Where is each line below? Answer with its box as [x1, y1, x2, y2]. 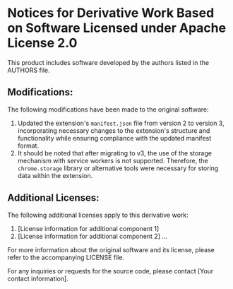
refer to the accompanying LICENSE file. [7, 253, 125, 261]
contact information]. [7, 274, 68, 283]
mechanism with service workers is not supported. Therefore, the [17, 156, 208, 165]
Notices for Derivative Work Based [7, 5, 215, 21]
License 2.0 [7, 35, 78, 51]
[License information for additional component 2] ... [17, 232, 168, 240]
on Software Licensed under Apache [7, 20, 227, 36]
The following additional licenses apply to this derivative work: [7, 211, 189, 219]
